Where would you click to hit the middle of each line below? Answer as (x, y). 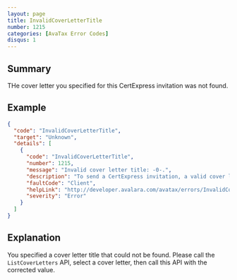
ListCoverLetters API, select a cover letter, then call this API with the (107, 262)
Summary (29, 69)
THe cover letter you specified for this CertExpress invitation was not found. (118, 85)
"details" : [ (33, 144)
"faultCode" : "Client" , (61, 183)
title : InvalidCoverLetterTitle (55, 20)
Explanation (34, 238)
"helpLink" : (43, 190)
